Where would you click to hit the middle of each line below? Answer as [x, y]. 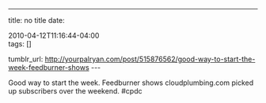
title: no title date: [36, 20]
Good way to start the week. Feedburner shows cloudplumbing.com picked [131, 83]
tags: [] [20, 44]
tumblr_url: [26, 59]
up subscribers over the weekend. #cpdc [75, 91]
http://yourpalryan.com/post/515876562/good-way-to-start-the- [150, 59]
